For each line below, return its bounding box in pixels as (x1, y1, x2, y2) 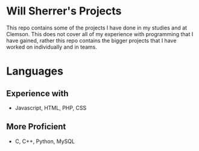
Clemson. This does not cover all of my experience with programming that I (6, 30, 194, 37)
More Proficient (6, 122, 66, 132)
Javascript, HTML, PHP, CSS (14, 104, 87, 111)
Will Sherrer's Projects (6, 4, 122, 18)
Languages (6, 64, 63, 78)
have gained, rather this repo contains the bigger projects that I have (6, 37, 177, 44)
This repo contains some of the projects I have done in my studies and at (6, 24, 188, 31)
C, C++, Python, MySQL (14, 137, 75, 145)
